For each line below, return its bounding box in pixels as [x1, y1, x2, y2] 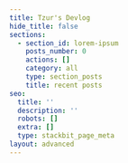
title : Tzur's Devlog [9, 13, 91, 23]
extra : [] [17, 123, 54, 132]
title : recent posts [25, 81, 103, 90]
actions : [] [25, 55, 70, 64]
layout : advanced [9, 139, 75, 149]
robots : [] [17, 114, 59, 123]
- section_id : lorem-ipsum [17, 38, 119, 48]
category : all [25, 64, 78, 73]
